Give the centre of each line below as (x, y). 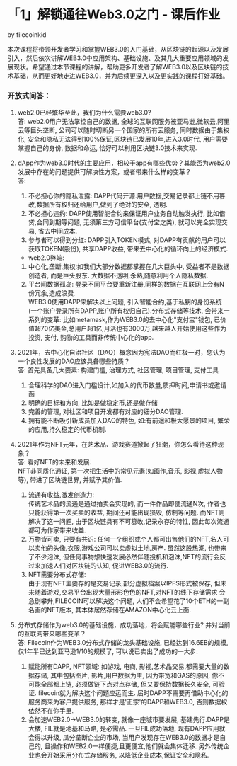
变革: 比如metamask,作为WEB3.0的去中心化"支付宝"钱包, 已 (134, 320)
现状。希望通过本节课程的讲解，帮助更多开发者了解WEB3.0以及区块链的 (118, 67)
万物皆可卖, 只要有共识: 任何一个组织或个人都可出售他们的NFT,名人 (125, 539)
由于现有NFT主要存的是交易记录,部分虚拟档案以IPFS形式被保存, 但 (124, 583)
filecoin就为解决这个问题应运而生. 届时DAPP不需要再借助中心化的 (133, 693)
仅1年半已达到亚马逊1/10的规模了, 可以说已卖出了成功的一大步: (108, 651)
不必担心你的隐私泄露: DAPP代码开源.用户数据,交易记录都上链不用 (123, 196)
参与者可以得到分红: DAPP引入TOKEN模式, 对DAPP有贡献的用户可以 (127, 240)
